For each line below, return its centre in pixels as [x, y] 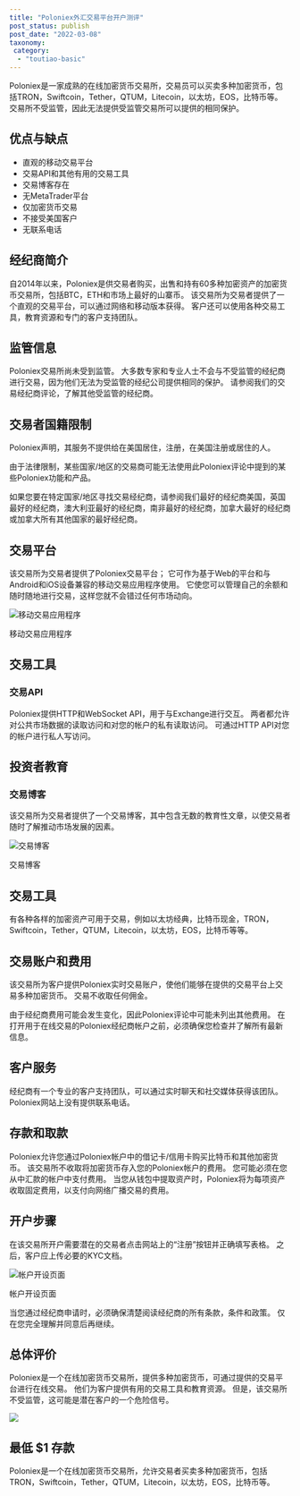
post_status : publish [50, 26]
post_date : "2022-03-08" [55, 34]
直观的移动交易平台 [58, 162]
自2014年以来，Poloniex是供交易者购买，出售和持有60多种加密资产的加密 [144, 284]
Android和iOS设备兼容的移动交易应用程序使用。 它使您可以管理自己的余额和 [149, 585]
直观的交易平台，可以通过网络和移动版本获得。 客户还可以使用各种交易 [147, 306]
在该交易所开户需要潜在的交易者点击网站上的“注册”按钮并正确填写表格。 [142, 1244]
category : [31, 51]
